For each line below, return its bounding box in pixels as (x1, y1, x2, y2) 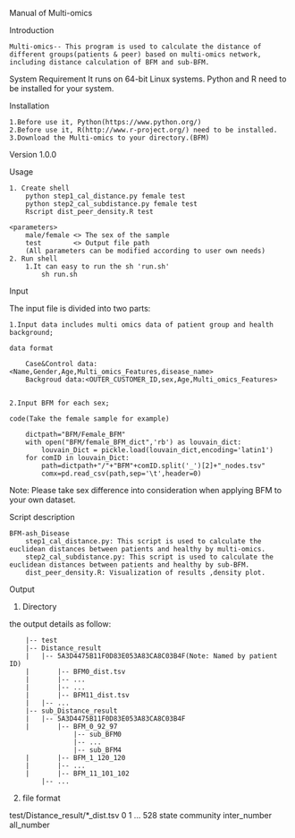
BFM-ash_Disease (9, 529, 70, 538)
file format (21, 792, 61, 803)
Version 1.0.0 (9, 150, 57, 159)
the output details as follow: (9, 619, 112, 629)
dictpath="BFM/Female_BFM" (25, 430, 126, 439)
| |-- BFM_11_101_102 (25, 769, 130, 778)
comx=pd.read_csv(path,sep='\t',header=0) (41, 469, 202, 478)
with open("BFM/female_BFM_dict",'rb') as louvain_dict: (25, 438, 242, 447)
